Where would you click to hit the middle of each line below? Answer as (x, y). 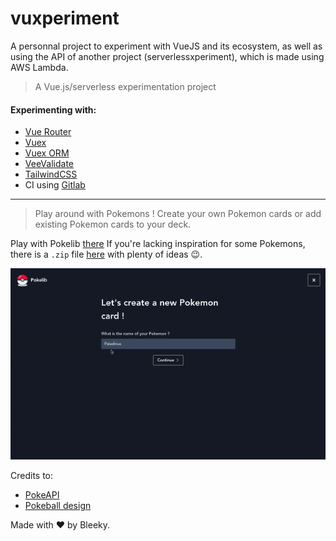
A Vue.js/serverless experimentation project (125, 86)
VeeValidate (49, 164)
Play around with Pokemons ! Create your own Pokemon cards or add (178, 214)
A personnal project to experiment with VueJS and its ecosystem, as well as (166, 46)
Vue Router (48, 132)
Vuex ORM (47, 153)
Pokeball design (58, 505)
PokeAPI (42, 494)
